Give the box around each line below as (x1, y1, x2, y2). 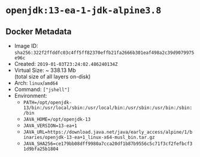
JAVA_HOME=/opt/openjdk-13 (23, 116, 91, 122)
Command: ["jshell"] (14, 86, 70, 93)
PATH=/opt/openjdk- (23, 99, 72, 105)
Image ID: (14, 43, 38, 49)
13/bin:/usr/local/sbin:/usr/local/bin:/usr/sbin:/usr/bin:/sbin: (23, 105, 193, 111)
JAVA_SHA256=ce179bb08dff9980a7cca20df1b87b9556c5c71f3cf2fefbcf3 (23, 141, 193, 147)
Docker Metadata (5, 26, 72, 37)
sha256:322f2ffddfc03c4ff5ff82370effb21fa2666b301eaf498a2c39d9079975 (14, 50, 195, 56)
